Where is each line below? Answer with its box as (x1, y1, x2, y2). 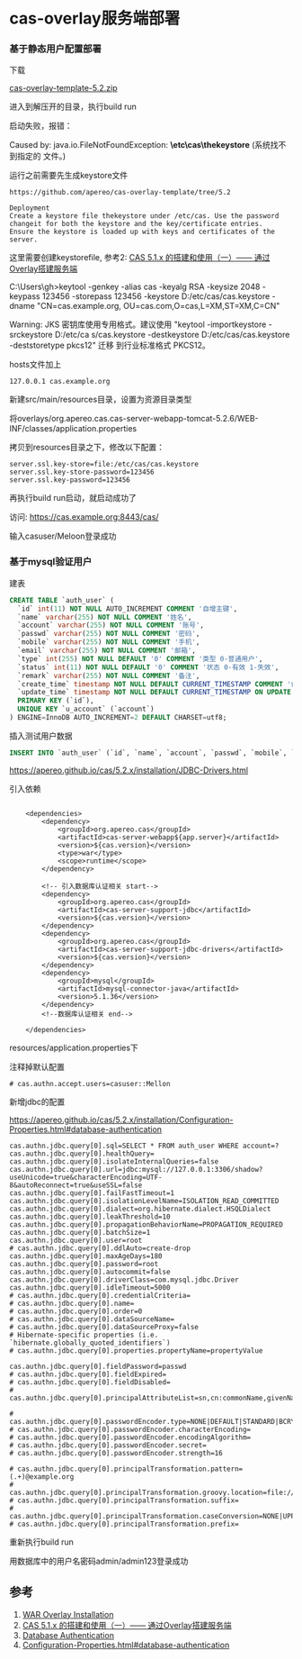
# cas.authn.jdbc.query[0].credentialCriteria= (9, 1291, 191, 1300)
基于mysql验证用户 (9, 556, 93, 568)
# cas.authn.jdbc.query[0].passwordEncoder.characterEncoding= (9, 1425, 252, 1434)
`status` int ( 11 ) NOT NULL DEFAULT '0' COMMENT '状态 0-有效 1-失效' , (17, 663, 280, 672)
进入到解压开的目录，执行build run (9, 101, 137, 113)
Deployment (9, 204, 50, 213)
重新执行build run (9, 1537, 74, 1547)
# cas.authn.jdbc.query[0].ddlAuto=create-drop (9, 1244, 191, 1253)
